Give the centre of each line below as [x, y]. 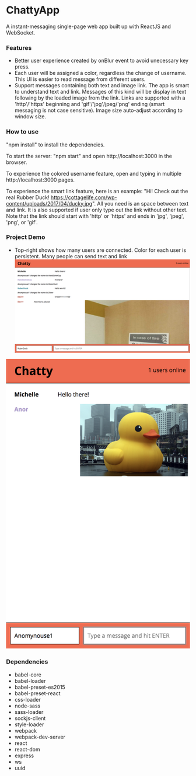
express [24, 756]
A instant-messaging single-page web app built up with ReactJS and [88, 26]
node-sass [27, 706]
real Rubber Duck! [28, 197]
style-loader [29, 724]
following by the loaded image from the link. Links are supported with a [100, 98]
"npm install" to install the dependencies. [55, 145]
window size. [30, 117]
